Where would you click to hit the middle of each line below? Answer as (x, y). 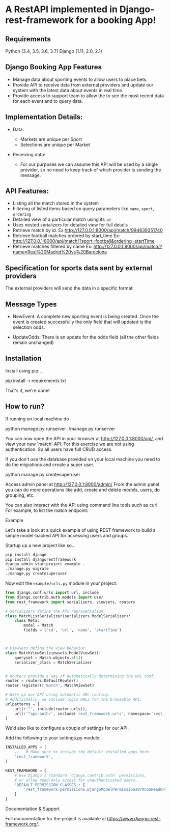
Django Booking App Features (53, 67)
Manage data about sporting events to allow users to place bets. (80, 79)
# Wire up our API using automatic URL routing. (58, 695)
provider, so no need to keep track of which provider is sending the (91, 169)
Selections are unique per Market (55, 145)
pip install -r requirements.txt (36, 381)
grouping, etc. (20, 495)
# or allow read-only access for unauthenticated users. (76, 780)
